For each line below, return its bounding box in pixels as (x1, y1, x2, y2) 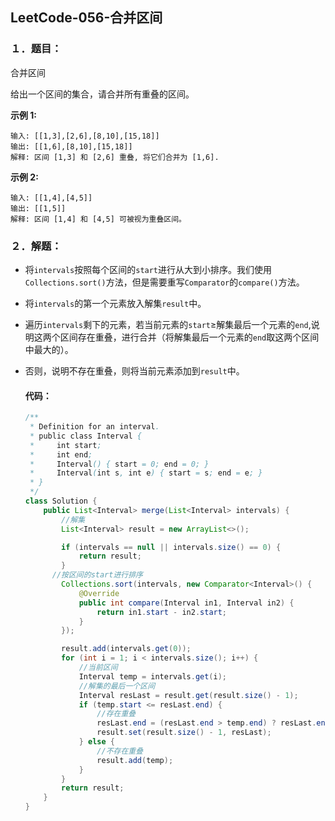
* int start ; (29, 440, 102, 450)
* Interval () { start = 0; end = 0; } (29, 459, 210, 469)
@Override (78, 588, 120, 598)
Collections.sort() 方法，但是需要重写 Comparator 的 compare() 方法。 (24, 276, 305, 288)
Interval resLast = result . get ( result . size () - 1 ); (78, 690, 299, 700)
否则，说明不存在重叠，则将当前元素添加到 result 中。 (24, 364, 245, 377)
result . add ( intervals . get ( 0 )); (61, 644, 192, 654)
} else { (78, 737, 116, 747)
